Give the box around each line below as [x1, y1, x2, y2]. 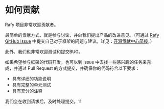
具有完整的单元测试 [12, 82, 51, 87]
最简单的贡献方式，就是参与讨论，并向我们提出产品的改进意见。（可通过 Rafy [5, 32, 159, 38]
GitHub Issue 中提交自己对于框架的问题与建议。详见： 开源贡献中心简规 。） [5, 38, 155, 44]
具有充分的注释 [12, 88, 43, 94]
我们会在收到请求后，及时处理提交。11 [5, 98, 82, 104]
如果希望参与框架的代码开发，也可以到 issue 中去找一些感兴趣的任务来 [5, 59, 147, 65]
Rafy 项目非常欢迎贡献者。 [5, 22, 59, 27]
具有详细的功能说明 [12, 76, 51, 82]
